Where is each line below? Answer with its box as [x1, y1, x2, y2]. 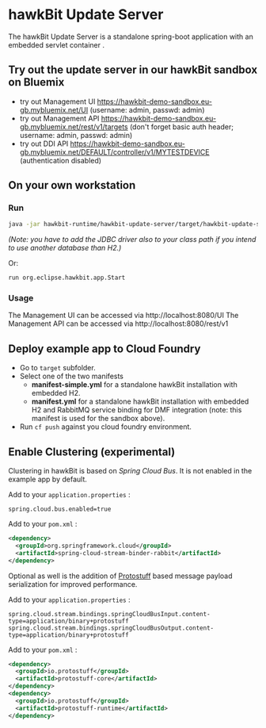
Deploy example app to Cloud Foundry [8, 342, 201, 355]
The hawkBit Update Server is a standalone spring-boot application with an [8, 32, 253, 41]
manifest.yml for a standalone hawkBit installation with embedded [31, 397, 249, 406]
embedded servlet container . [8, 40, 105, 49]
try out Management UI [19, 97, 96, 106]
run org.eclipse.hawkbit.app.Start [8, 274, 126, 282]
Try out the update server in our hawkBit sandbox [8, 63, 258, 77]
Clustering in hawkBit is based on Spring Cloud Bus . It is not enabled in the [8, 466, 253, 476]
